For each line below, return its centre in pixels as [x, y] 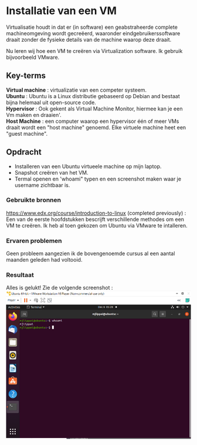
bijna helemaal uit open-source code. [51, 102]
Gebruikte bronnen [34, 200]
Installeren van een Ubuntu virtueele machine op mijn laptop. [88, 166]
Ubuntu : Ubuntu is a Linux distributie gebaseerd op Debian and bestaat [93, 96]
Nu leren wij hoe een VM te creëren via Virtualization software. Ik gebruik [94, 51]
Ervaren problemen [34, 240]
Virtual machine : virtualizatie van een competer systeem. [77, 90]
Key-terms [26, 76]
